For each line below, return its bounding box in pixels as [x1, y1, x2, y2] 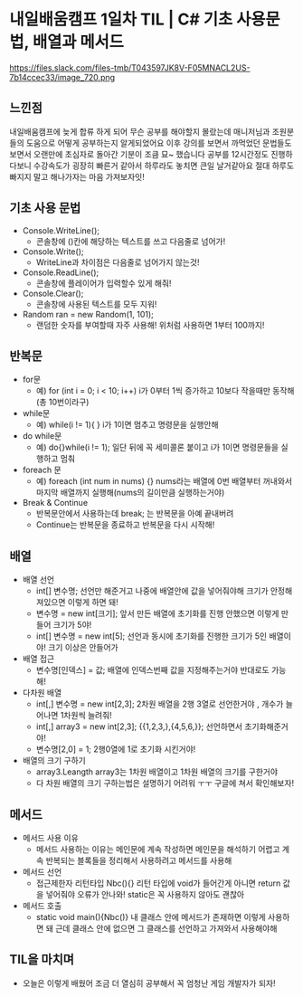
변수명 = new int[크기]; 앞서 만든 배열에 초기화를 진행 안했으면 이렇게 [35, 608, 279, 619]
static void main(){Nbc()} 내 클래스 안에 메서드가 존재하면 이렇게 [35, 912, 267, 922]
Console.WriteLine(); [22, 224, 99, 236]
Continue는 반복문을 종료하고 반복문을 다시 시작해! [35, 519, 215, 530]
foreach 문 [22, 464, 62, 476]
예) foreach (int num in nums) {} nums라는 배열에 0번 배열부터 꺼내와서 [35, 476, 292, 487]
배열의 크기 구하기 [22, 755, 86, 766]
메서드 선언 [22, 867, 62, 877]
